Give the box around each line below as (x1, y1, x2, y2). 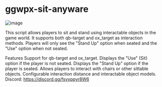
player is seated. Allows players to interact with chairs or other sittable (5, 66, 149, 72)
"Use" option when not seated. (5, 45, 68, 51)
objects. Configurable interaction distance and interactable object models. (5, 71, 157, 77)
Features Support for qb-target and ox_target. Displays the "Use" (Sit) (5, 55, 148, 61)
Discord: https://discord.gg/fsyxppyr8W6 (5, 76, 89, 82)
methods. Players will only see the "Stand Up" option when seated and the (5, 40, 158, 46)
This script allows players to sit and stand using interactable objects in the (5, 29, 156, 35)
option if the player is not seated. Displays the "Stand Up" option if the (5, 60, 149, 66)
